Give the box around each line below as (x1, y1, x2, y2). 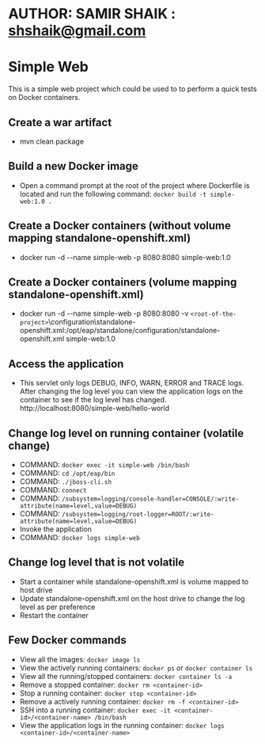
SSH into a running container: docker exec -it (19, 705, 172, 715)
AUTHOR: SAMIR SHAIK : (8, 5, 176, 23)
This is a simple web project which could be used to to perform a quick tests (8, 84, 257, 94)
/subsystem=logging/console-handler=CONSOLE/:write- (62, 495, 240, 503)
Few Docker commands (8, 634, 127, 647)
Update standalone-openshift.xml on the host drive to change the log (19, 593, 245, 603)
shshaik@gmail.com (8, 21, 146, 40)
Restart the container (19, 610, 89, 619)
